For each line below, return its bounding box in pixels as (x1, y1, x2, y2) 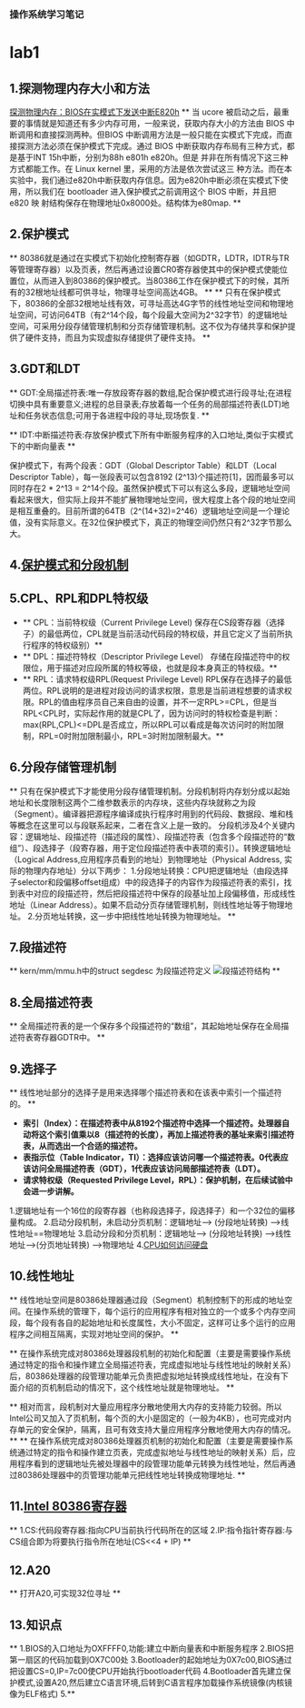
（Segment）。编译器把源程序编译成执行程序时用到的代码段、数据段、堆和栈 (9, 808, 294, 819)
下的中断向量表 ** (9, 440, 75, 451)
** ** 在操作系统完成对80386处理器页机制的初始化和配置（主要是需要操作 (9, 1435, 286, 1446)
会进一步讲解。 (22, 1186, 79, 1197)
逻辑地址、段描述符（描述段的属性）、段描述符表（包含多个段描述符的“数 (25, 830, 296, 842)
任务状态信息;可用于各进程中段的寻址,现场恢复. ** (25, 409, 211, 420)
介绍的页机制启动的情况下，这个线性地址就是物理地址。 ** (16, 1381, 234, 1392)
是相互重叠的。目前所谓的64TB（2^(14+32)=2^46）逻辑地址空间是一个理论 (9, 505, 290, 516)
